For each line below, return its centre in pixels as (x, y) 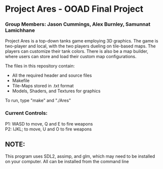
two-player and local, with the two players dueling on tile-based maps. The (81, 46)
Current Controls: (26, 113)
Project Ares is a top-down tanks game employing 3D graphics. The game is (82, 41)
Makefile (21, 81)
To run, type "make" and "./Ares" (38, 101)
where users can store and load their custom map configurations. (71, 57)
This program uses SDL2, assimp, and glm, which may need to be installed (80, 156)
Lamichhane (20, 30)
